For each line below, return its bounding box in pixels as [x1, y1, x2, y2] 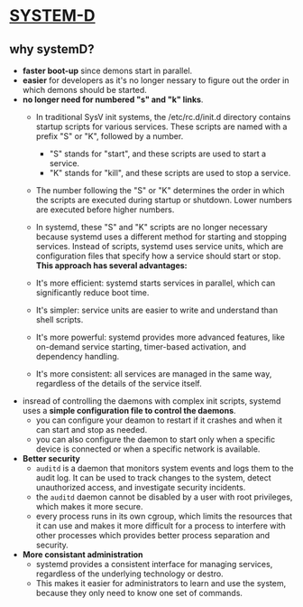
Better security [22, 453, 81, 463]
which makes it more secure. [35, 501, 143, 511]
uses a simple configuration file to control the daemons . [22, 406, 236, 416]
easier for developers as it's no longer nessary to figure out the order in [22, 75, 289, 86]
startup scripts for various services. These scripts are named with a [35, 121, 288, 132]
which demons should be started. [22, 85, 147, 95]
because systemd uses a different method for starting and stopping [35, 231, 287, 242]
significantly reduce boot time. [35, 287, 150, 298]
